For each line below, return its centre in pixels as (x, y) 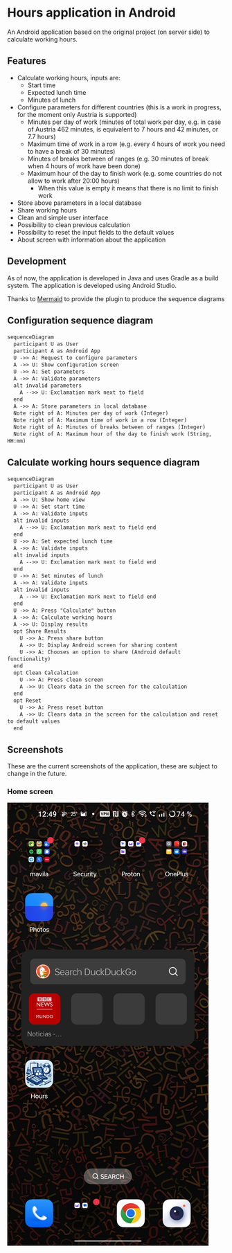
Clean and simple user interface (63, 217)
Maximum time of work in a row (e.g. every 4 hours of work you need (126, 144)
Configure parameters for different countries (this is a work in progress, (119, 107)
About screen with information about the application (91, 240)
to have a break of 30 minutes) (71, 151)
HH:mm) (17, 441)
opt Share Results (40, 631)
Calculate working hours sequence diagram (104, 462)
